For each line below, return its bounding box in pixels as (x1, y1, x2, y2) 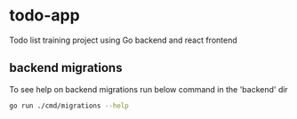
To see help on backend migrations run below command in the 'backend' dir (9, 83, 289, 94)
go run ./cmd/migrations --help (9, 101, 129, 110)
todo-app (9, 5, 80, 26)
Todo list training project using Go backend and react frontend (9, 35, 237, 45)
